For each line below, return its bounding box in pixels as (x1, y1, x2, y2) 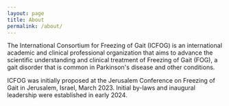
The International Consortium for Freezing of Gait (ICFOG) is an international (7, 42, 223, 50)
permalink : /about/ (7, 23, 63, 29)
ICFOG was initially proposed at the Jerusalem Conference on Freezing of (7, 77, 216, 85)
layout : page (7, 10, 45, 17)
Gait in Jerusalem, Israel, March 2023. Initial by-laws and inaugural (7, 83, 195, 92)
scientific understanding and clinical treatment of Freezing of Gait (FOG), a (7, 56, 218, 64)
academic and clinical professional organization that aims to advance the (7, 49, 213, 57)
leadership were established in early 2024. (7, 91, 128, 99)
